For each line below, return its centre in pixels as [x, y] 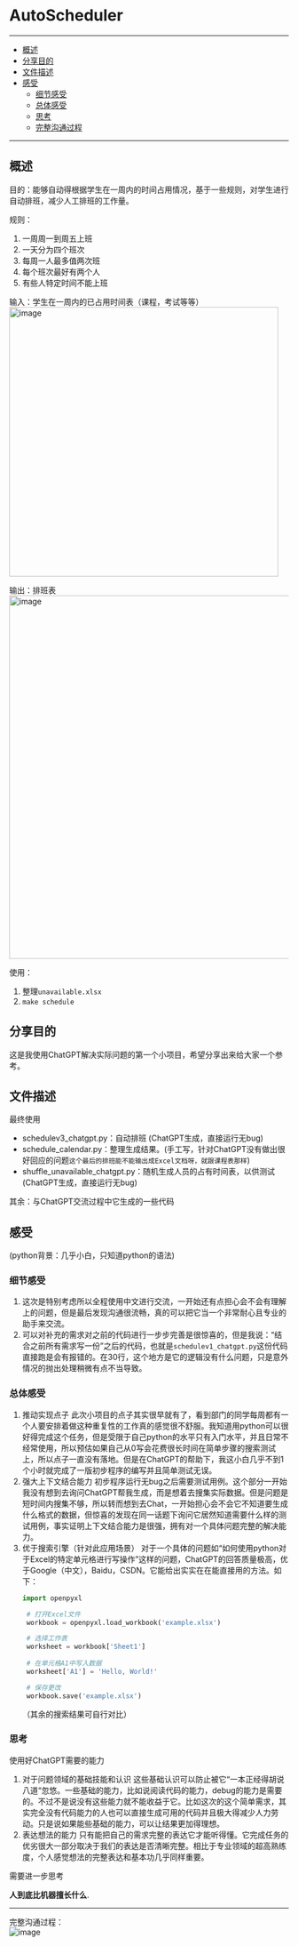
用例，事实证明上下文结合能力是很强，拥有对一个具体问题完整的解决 [154, 1526]
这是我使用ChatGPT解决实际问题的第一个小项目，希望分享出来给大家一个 [142, 1054]
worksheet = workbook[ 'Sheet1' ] [86, 1647]
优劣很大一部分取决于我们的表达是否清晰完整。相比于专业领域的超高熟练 [154, 1846]
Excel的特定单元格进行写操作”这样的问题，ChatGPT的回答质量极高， [155, 1559]
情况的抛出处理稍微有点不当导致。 [84, 1368]
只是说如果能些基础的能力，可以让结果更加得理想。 [131, 1823]
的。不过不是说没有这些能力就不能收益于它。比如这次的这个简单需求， [150, 1801]
